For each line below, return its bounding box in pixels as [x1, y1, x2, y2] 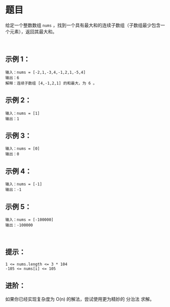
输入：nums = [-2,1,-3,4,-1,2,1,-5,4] [5, 70, 86, 75]
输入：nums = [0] [5, 146, 40, 151]
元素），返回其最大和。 [9, 28, 57, 34]
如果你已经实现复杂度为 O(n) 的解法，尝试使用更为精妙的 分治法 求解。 [5, 296, 155, 302]
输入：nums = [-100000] [5, 217, 54, 222]
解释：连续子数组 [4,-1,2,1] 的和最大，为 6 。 [5, 80, 97, 86]
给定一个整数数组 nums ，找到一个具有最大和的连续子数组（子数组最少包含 [5, 22, 161, 28]
